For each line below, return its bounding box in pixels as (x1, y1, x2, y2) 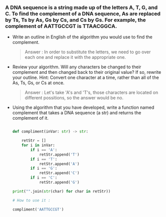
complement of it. (12, 115, 49, 121)
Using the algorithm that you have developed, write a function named (12, 104, 155, 111)
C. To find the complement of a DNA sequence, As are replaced (5, 10, 161, 17)
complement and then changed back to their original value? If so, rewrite (12, 69, 162, 75)
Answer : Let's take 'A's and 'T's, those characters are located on (24, 89, 158, 96)
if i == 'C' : (30, 175, 58, 181)
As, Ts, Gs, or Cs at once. (12, 80, 65, 86)
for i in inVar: (21, 143, 55, 148)
